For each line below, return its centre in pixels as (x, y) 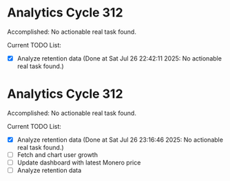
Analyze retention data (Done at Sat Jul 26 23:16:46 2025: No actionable (120, 140)
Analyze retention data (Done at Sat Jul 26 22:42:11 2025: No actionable (119, 58)
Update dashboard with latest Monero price (79, 162)
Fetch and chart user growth (57, 155)
